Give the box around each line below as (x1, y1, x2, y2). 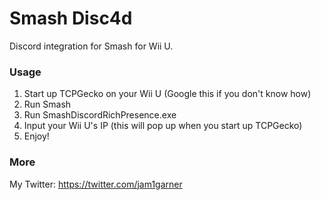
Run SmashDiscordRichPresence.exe (23, 109, 177, 121)
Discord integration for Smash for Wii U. (9, 40, 174, 52)
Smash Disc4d (9, 7, 133, 30)
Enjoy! (23, 130, 50, 142)
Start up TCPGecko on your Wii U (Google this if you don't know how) (23, 88, 312, 100)
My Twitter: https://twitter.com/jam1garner (9, 178, 183, 190)
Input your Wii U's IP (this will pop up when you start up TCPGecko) (23, 120, 303, 132)
